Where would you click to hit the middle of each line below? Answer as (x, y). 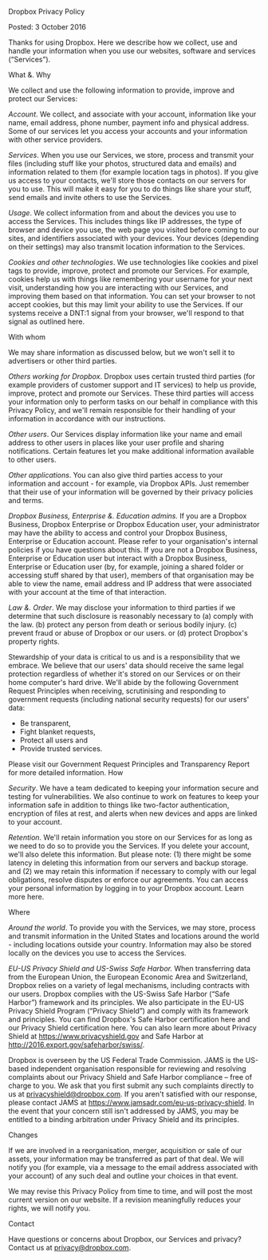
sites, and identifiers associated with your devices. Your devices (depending (134, 238)
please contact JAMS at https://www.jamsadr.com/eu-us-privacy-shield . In (132, 1102)
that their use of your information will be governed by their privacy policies (131, 492)
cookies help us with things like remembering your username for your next (130, 279)
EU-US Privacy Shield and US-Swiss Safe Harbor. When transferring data (130, 969)
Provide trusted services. (61, 748)
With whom (27, 337)
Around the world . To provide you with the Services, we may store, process (132, 927)
